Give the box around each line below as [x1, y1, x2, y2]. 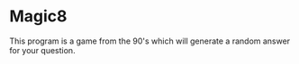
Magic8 [9, 6, 68, 27]
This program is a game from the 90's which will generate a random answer [9, 36, 291, 46]
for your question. [9, 44, 76, 55]
